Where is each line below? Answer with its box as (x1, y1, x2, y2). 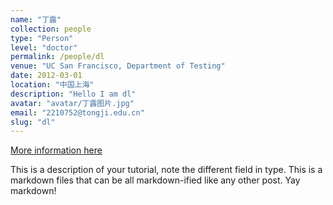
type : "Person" (10, 33, 74, 43)
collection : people (10, 24, 92, 34)
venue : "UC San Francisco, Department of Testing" (10, 61, 226, 71)
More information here (10, 144, 103, 156)
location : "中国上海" (10, 80, 95, 90)
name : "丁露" (10, 14, 62, 25)
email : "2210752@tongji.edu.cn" (10, 107, 145, 118)
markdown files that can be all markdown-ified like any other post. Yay (10, 174, 301, 186)
